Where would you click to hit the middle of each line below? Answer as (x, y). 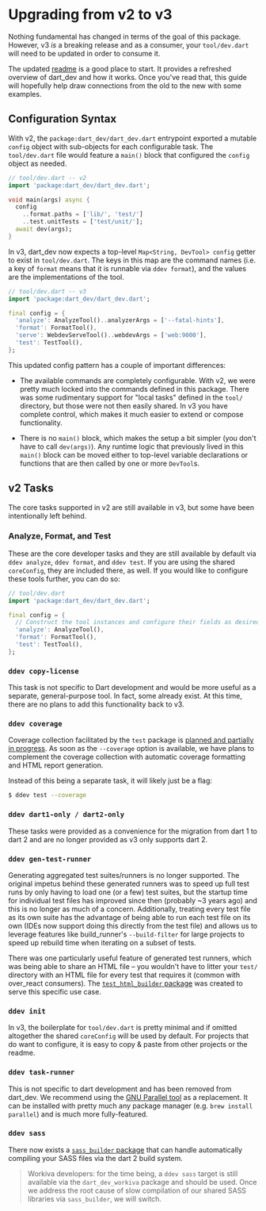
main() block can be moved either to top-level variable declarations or (134, 454)
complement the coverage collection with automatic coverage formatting (127, 757)
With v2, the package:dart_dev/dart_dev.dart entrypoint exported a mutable (133, 138)
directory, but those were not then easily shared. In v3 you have (123, 405)
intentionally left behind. (47, 515)
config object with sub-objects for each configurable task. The (111, 146)
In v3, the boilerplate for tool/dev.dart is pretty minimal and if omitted (123, 1028)
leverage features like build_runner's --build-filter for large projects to (127, 934)
